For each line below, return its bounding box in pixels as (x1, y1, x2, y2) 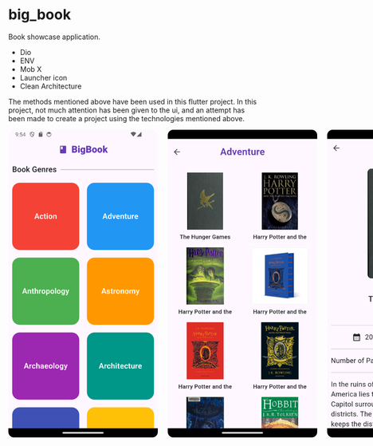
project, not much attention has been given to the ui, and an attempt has (8, 105, 245, 115)
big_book (8, 6, 72, 24)
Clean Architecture (19, 81, 82, 91)
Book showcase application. (8, 32, 101, 41)
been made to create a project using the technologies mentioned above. (8, 113, 245, 123)
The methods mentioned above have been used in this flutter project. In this (8, 97, 257, 106)
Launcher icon (19, 73, 68, 82)
